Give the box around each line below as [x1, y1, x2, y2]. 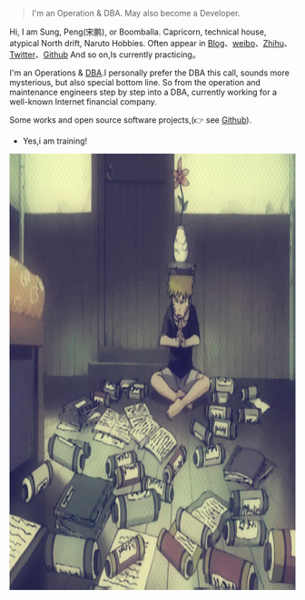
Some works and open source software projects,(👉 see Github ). [9, 115, 252, 125]
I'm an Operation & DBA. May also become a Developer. [31, 8, 241, 18]
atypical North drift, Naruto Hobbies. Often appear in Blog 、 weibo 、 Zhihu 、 [9, 38, 292, 48]
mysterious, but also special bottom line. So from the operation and [9, 77, 261, 87]
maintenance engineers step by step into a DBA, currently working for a [9, 86, 278, 97]
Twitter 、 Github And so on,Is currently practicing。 [9, 49, 201, 60]
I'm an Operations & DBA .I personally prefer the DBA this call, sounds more [9, 67, 290, 78]
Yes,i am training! [22, 135, 88, 146]
